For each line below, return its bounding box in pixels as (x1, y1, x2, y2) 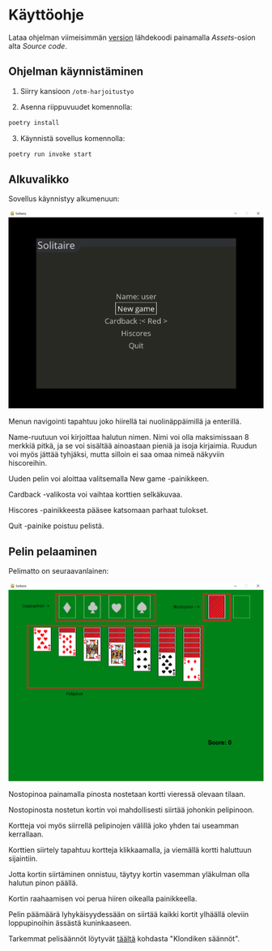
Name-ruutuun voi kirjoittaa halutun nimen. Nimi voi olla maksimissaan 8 (8, 432, 249, 442)
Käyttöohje (8, 6, 85, 24)
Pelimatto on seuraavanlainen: (8, 566, 109, 576)
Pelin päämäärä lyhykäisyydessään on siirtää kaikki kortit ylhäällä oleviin (8, 910, 249, 919)
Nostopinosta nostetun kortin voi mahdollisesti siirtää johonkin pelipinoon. (8, 805, 255, 815)
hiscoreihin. (8, 458, 48, 468)
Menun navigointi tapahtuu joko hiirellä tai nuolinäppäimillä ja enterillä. (8, 416, 242, 427)
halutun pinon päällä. (8, 878, 79, 888)
